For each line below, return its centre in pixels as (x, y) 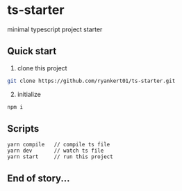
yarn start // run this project (60, 157)
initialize (29, 94)
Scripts (23, 129)
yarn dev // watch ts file (56, 151)
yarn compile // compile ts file (59, 145)
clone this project (42, 68)
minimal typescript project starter (55, 29)
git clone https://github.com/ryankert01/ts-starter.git (91, 81)
